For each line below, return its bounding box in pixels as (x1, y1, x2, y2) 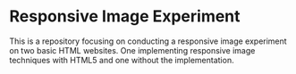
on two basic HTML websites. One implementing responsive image (9, 45, 256, 55)
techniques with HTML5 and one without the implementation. (9, 54, 234, 65)
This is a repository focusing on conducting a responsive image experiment (9, 36, 288, 46)
